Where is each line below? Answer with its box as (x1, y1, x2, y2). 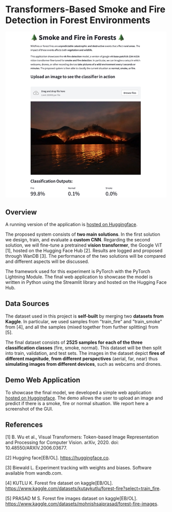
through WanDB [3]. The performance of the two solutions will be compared (5, 253, 166, 259)
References (5, 420, 43, 429)
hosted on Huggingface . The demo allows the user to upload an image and (5, 395, 163, 401)
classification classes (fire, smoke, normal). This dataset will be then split (5, 344, 162, 351)
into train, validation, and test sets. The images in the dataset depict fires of (5, 350, 165, 356)
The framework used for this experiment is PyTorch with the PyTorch (5, 268, 150, 274)
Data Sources (5, 299, 50, 308)
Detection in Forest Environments (5, 14, 150, 26)
